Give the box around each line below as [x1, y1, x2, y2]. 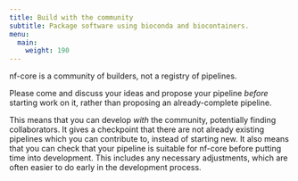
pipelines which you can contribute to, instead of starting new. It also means [9, 134, 290, 144]
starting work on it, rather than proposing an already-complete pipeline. [9, 97, 272, 108]
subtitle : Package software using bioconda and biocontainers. [9, 21, 250, 30]
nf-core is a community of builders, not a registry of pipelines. [9, 70, 237, 81]
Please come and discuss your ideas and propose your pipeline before [9, 88, 269, 99]
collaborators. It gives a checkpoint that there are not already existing [9, 124, 265, 135]
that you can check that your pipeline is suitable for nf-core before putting [9, 144, 282, 154]
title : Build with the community [9, 12, 134, 22]
